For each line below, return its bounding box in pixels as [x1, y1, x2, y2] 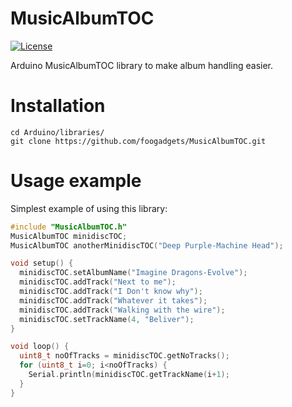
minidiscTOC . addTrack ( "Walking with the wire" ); [19, 305, 226, 315]
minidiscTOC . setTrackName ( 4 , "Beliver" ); [19, 314, 195, 324]
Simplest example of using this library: [10, 202, 168, 214]
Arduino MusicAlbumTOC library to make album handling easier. [10, 59, 274, 71]
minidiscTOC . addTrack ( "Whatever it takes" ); [19, 295, 208, 306]
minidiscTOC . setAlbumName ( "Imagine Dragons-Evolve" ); [19, 268, 248, 278]
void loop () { [10, 342, 70, 352]
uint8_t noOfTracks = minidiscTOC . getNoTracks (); [19, 351, 230, 361]
